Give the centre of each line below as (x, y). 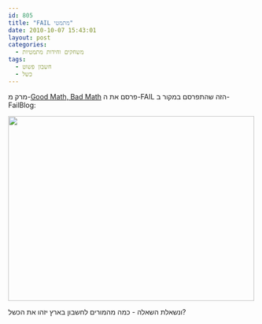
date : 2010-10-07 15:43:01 (52, 30)
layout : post (30, 37)
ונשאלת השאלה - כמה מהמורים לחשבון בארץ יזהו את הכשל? (97, 311)
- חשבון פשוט (33, 67)
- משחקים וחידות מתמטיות (50, 52)
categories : (28, 45)
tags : (17, 60)
